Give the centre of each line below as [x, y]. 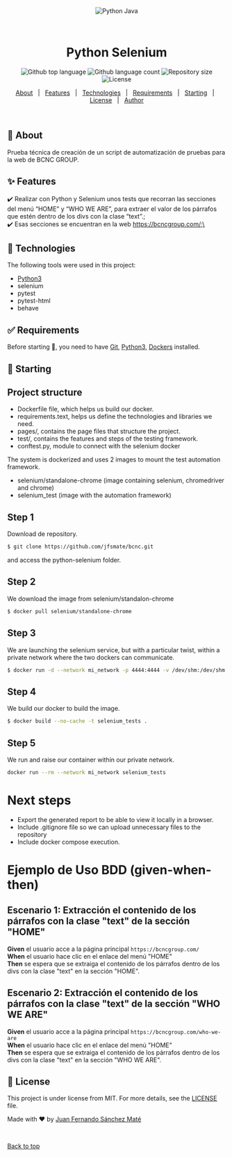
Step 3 [22, 633]
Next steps [39, 801]
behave [28, 308]
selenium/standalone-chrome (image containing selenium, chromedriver [121, 480]
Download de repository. [42, 534]
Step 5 [22, 743]
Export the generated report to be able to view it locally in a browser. [115, 819]
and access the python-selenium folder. [64, 560]
